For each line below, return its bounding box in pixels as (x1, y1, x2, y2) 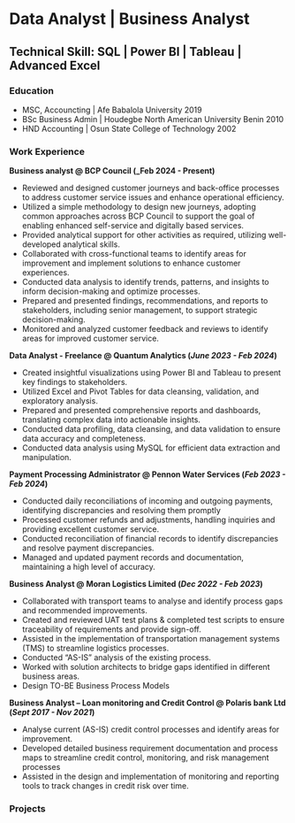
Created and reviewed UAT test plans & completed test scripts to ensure (21, 615, 285, 626)
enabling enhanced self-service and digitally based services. (21, 220, 245, 231)
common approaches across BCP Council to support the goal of (21, 211, 255, 221)
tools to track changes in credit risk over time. (21, 781, 189, 791)
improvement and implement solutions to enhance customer (21, 258, 241, 269)
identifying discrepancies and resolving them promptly (21, 505, 221, 516)
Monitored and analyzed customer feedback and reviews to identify (21, 324, 269, 335)
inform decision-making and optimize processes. (21, 286, 200, 296)
